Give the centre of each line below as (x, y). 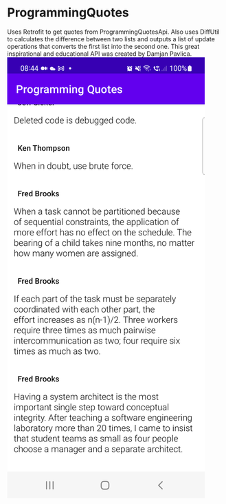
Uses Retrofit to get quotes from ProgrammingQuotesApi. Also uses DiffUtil (113, 32)
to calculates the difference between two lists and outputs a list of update (111, 39)
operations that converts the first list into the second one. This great (103, 46)
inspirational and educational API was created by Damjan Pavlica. (100, 54)
